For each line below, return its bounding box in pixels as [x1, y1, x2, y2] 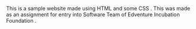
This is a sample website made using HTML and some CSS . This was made [6, 5, 191, 12]
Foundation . [6, 17, 37, 24]
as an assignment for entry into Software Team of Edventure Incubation [6, 11, 180, 18]
